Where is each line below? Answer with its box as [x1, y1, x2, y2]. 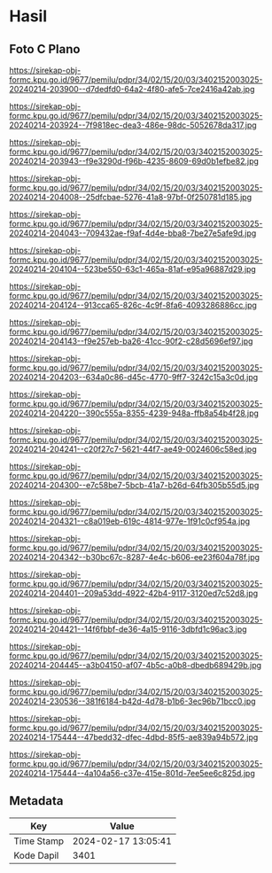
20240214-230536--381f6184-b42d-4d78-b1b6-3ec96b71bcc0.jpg [9, 696, 256, 706]
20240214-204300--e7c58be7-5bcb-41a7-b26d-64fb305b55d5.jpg [9, 480, 260, 490]
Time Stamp [13, 835, 65, 847]
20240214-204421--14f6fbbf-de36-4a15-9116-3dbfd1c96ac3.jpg [9, 624, 247, 635]
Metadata [9, 793, 64, 808]
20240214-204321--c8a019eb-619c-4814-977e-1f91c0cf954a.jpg [9, 516, 251, 526]
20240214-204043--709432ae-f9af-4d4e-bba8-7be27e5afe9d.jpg [9, 228, 257, 238]
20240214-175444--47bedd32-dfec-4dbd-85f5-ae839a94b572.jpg [9, 732, 259, 742]
